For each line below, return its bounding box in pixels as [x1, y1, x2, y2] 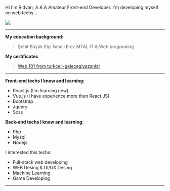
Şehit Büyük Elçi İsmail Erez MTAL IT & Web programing [17, 44, 134, 50]
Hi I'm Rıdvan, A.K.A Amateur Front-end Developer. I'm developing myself [5, 5, 159, 10]
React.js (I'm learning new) [12, 88, 69, 93]
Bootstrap [12, 98, 33, 104]
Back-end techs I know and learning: [5, 119, 84, 125]
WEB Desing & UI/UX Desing [12, 165, 72, 170]
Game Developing [12, 175, 50, 181]
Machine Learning [12, 170, 51, 176]
